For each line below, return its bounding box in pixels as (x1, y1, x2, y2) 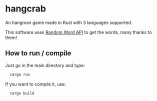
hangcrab (5, 3, 46, 14)
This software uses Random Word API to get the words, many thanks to (5, 29, 152, 35)
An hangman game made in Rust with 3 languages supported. (5, 19, 132, 25)
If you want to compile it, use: (5, 81, 66, 87)
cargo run (9, 72, 30, 77)
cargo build (9, 90, 35, 95)
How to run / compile (5, 49, 71, 57)
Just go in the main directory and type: (5, 62, 85, 68)
